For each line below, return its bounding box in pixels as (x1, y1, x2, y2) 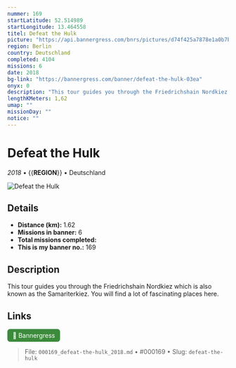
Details (7, 202, 39, 214)
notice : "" (7, 114, 39, 121)
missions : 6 (7, 63, 42, 70)
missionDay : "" (7, 108, 52, 115)
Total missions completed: (17, 236, 97, 244)
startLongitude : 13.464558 (7, 23, 86, 30)
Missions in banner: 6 (17, 228, 83, 237)
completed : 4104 (7, 56, 55, 63)
